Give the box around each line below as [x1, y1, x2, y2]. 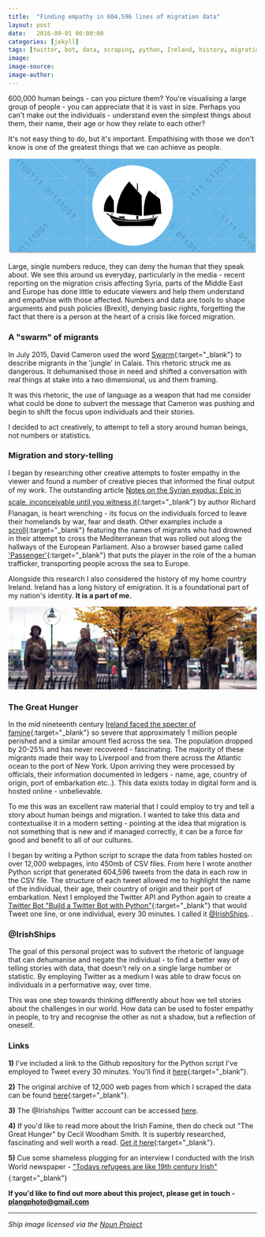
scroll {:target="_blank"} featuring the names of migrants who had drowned [8, 525, 252, 535]
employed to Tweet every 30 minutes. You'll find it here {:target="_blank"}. [8, 1067, 249, 1076]
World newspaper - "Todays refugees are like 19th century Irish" [8, 1161, 218, 1171]
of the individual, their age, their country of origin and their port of [8, 884, 222, 893]
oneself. [8, 1021, 35, 1030]
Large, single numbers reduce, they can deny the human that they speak [8, 262, 244, 271]
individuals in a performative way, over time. [8, 980, 152, 989]
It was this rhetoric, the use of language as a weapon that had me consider [8, 390, 252, 400]
